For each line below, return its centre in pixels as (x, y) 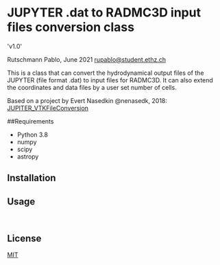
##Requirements (30, 121)
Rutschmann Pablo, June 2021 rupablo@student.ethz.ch (87, 59)
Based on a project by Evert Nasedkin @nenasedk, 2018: (87, 100)
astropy (28, 157)
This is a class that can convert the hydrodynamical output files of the (106, 73)
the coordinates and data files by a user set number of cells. (92, 87)
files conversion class (71, 27)
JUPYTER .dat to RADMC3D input (104, 13)
